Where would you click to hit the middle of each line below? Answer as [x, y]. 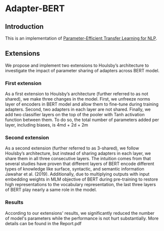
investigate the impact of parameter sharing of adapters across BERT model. [82, 70]
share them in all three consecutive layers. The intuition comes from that [78, 159]
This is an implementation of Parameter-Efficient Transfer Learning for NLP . [81, 38]
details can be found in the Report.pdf [43, 223]
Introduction [24, 27]
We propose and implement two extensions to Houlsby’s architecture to [77, 65]
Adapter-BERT [35, 9]
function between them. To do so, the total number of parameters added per [82, 120]
